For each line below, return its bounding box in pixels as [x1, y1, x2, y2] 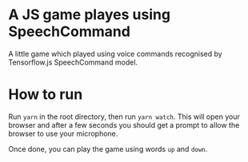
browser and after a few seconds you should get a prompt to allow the [8, 120, 240, 129]
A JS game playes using [8, 6, 170, 24]
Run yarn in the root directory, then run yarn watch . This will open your [8, 112, 240, 121]
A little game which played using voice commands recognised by [8, 49, 222, 58]
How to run [8, 85, 83, 104]
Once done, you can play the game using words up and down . [8, 144, 208, 153]
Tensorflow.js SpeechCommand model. [8, 57, 138, 67]
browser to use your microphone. [8, 128, 118, 138]
